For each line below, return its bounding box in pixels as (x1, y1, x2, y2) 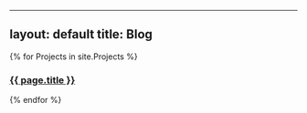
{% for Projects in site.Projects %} (9, 51, 139, 62)
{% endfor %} (9, 95, 62, 106)
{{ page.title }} (9, 74, 76, 87)
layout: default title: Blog (9, 26, 153, 42)
